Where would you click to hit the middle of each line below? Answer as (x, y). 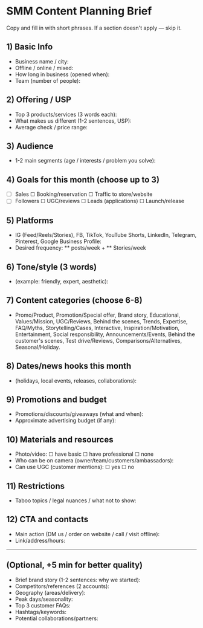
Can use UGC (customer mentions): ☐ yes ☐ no (75, 467)
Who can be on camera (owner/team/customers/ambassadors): (94, 461)
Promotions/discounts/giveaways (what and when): (79, 414)
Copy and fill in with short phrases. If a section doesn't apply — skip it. (94, 28)
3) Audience (30, 146)
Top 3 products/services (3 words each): (66, 114)
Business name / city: (42, 61)
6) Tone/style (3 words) (52, 267)
